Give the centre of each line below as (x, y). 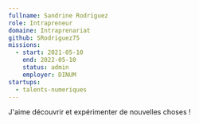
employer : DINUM (50, 75)
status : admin (46, 68)
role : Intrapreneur (41, 23)
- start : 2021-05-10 (49, 52)
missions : (25, 45)
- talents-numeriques (51, 89)
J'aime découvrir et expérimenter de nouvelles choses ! (99, 112)
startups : (25, 82)
